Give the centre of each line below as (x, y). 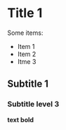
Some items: (25, 33)
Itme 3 (27, 61)
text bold (20, 119)
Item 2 (27, 54)
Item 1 (26, 46)
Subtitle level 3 (33, 104)
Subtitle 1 (28, 84)
